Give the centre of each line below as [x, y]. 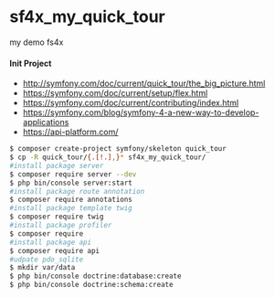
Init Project [31, 63]
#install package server [57, 165]
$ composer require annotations [71, 200]
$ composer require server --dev [73, 174]
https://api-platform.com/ [70, 132]
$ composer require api [55, 250]
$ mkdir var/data [42, 268]
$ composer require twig [57, 217]
